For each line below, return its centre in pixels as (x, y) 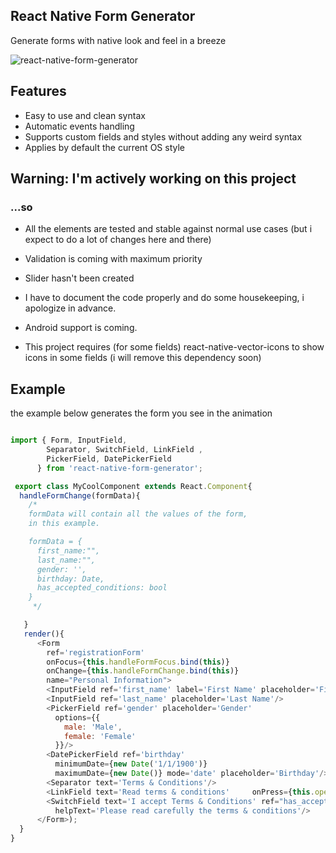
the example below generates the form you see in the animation (141, 413)
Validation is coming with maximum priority (113, 259)
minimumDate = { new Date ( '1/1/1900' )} (131, 764)
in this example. (64, 524)
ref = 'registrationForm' (95, 652)
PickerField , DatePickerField (109, 459)
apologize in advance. (70, 308)
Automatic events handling (79, 126)
